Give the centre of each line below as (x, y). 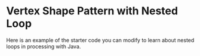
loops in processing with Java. (44, 46)
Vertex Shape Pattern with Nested (92, 11)
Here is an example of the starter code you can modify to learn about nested (100, 40)
